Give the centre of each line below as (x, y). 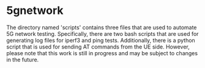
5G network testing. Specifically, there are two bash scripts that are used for (102, 33)
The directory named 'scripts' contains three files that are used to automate (102, 27)
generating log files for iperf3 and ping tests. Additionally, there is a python (101, 40)
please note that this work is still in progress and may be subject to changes (102, 53)
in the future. (23, 59)
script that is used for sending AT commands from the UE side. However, (98, 47)
